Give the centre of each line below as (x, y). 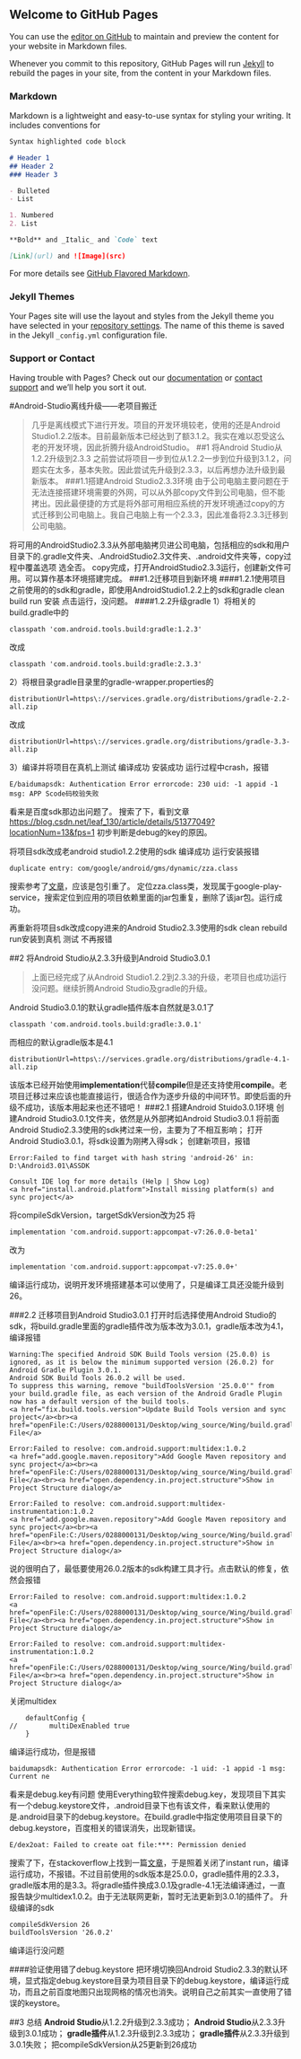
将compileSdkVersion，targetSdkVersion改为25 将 (102, 1215)
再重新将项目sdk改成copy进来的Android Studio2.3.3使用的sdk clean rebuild (148, 928)
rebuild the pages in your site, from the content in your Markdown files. (140, 73)
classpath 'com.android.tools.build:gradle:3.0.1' (106, 1025)
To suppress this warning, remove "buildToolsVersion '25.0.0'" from (142, 1386)
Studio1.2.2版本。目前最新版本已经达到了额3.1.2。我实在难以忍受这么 (158, 436)
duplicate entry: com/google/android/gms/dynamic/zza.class (124, 869)
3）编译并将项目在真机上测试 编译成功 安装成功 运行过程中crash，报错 (139, 768)
